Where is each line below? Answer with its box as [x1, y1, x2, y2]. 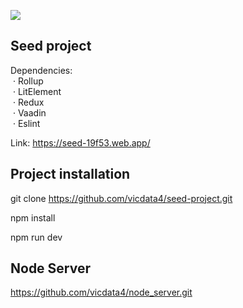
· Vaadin [12, 106, 47, 119]
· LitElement [12, 85, 62, 97]
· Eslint [12, 117, 41, 129]
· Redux [12, 96, 45, 108]
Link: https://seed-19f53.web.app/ [10, 136, 151, 149]
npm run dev [10, 231, 63, 243]
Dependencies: [10, 64, 73, 76]
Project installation [10, 166, 131, 183]
